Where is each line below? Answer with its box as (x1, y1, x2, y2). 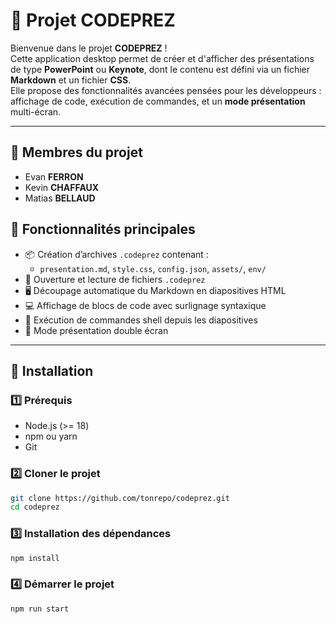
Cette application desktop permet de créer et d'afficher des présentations (10, 52, 315, 64)
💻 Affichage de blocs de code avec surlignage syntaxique (24, 299, 267, 311)
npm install (10, 553, 60, 563)
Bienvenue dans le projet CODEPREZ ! (10, 42, 168, 54)
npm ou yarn (24, 430, 78, 443)
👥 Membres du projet (10, 144, 143, 161)
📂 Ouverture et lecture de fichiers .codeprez (24, 273, 206, 285)
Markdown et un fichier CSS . (10, 74, 132, 86)
